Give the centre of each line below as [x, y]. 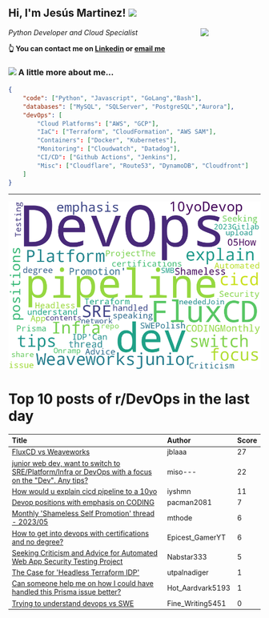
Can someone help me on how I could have [82, 584]
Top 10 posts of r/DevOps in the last [129, 399]
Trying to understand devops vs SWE [73, 603]
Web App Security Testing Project [67, 561]
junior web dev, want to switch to [66, 463]
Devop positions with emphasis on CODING [83, 503]
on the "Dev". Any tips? [50, 480]
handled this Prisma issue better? [66, 592]
